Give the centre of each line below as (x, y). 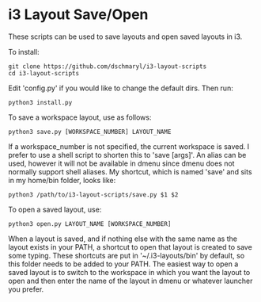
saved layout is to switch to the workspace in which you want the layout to (129, 272)
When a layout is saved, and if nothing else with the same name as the (123, 239)
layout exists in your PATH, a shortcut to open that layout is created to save (130, 247)
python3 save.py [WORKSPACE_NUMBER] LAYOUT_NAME (90, 132)
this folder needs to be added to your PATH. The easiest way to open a (123, 264)
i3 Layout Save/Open (78, 15)
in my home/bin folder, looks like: (62, 180)
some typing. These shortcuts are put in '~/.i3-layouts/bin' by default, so (127, 255)
